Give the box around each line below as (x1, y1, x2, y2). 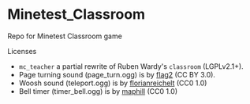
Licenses (7, 46, 37, 56)
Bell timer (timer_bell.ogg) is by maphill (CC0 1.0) (18, 86, 178, 95)
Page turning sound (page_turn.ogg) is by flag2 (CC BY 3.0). (18, 70, 216, 79)
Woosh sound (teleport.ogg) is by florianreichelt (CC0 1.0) (18, 78, 207, 88)
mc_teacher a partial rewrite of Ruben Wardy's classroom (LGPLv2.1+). (18, 61, 244, 71)
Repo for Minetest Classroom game (7, 31, 123, 41)
